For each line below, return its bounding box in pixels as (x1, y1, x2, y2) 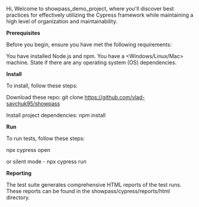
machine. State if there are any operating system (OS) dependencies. (6, 59, 177, 66)
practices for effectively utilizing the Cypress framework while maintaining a (6, 11, 194, 19)
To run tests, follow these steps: (6, 135, 85, 142)
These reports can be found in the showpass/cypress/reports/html (6, 188, 170, 194)
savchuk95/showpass (6, 100, 60, 107)
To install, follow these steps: (6, 82, 78, 89)
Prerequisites (6, 29, 41, 36)
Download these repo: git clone (6, 94, 84, 101)
